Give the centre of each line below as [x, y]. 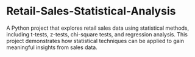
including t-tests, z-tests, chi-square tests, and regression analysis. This [97, 34]
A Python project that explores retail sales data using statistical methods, [98, 28]
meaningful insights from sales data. [52, 47]
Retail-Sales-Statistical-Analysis [91, 11]
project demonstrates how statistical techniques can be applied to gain [95, 41]
